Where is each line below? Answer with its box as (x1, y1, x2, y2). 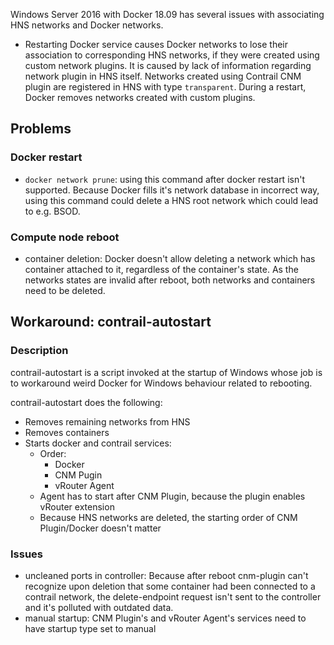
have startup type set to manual (24, 622, 157, 634)
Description (10, 344, 69, 358)
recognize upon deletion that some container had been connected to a (24, 580, 316, 592)
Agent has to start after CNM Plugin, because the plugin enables (39, 490, 306, 502)
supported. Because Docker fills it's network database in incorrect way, (24, 184, 320, 196)
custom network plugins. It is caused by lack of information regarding (24, 60, 312, 71)
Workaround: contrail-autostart (10, 314, 212, 331)
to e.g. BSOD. (24, 205, 81, 217)
